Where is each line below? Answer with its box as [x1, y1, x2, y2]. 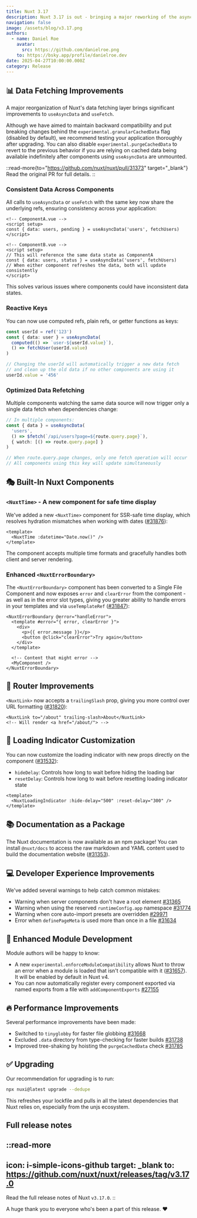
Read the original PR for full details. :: [6, 171, 96, 178]
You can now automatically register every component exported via [14, 979, 175, 987]
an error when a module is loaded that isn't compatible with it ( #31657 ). [14, 967, 187, 974]
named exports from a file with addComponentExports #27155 [14, 986, 159, 993]
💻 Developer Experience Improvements [6, 868, 155, 878]
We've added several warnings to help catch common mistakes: [6, 887, 161, 894]
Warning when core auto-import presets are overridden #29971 [14, 911, 168, 918]
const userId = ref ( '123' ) [6, 328, 72, 335]
